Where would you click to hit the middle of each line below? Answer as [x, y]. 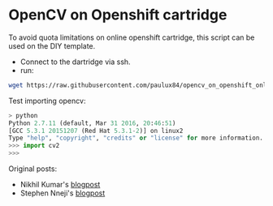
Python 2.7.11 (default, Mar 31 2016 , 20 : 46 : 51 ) [92, 123]
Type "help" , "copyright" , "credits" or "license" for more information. [136, 138]
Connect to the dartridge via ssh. [76, 62]
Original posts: [33, 169]
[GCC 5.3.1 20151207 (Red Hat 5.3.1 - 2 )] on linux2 [96, 131]
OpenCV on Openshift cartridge [118, 15]
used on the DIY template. [52, 45]
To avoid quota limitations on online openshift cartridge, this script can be [132, 37]
